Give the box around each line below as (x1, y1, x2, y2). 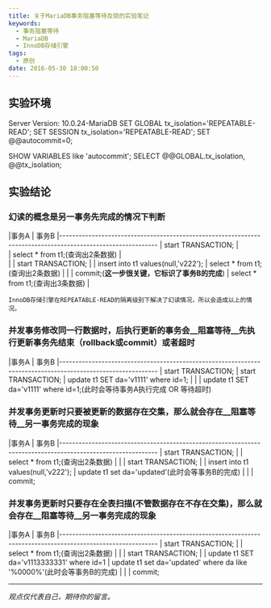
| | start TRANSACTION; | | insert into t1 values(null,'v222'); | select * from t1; (8, 259, 262, 269)
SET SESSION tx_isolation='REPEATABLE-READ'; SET (33, 127, 211, 136)
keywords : (8, 19, 42, 27)
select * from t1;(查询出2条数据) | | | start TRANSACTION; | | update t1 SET (8, 548, 254, 558)
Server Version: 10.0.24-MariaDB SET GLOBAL (8, 118, 163, 128)
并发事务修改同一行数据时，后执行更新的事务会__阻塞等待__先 (8, 325, 248, 336)
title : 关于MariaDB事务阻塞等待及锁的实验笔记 (8, 11, 149, 20)
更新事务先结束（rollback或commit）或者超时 (16, 337, 195, 348)
